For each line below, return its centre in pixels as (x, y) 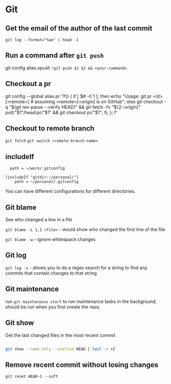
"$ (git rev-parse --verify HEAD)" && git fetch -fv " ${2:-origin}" (75, 107)
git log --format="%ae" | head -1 (42, 40)
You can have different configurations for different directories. (70, 191)
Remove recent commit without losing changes (82, 365)
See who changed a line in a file (39, 220)
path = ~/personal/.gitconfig (47, 182)
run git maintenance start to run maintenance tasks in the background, (81, 301)
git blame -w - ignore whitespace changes (51, 239)
